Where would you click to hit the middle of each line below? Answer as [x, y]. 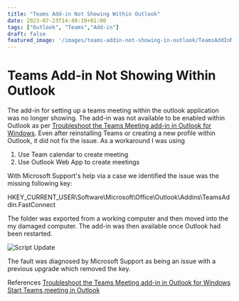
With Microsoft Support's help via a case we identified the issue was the [113, 176]
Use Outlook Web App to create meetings [79, 162]
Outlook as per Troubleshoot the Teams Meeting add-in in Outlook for [110, 126]
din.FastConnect [31, 205]
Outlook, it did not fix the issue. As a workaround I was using [96, 141]
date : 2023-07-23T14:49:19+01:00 [57, 21]
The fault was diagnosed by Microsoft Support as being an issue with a [112, 261]
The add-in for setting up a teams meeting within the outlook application [113, 110]
